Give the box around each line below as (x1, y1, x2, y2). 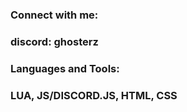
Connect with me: (10, 8, 99, 22)
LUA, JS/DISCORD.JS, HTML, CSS (10, 88, 178, 102)
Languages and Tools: (10, 61, 120, 75)
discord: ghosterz (10, 34, 99, 48)
